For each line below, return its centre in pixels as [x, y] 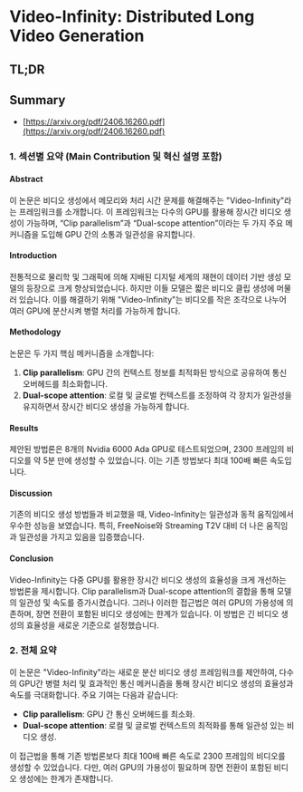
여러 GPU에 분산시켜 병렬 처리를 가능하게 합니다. [95, 311]
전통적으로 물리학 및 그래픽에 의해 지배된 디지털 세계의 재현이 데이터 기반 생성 [146, 276]
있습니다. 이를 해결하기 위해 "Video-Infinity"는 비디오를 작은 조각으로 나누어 [152, 299]
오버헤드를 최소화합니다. [65, 383]
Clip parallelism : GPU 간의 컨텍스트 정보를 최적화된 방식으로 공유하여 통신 [155, 372]
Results [24, 428]
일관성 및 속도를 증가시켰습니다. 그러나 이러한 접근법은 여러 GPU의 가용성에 [151, 602]
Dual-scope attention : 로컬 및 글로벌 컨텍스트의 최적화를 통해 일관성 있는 [153, 725]
